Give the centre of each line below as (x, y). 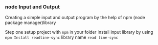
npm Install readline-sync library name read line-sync (62, 37)
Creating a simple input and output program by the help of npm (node (75, 18)
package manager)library (31, 22)
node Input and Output (33, 7)
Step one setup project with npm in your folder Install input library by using (79, 32)
